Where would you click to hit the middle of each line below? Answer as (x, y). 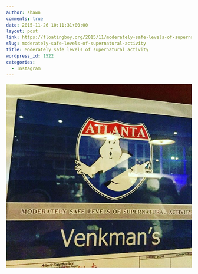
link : (13, 37)
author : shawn (24, 12)
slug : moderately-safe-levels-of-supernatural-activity (76, 44)
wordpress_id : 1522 (30, 56)
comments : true (25, 19)
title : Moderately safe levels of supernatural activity (77, 50)
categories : (21, 62)
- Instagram (26, 68)
